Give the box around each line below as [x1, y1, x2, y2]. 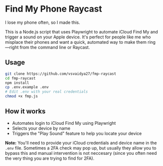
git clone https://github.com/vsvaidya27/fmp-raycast [5, 71, 117, 76]
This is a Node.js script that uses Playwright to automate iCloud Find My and [5, 29, 158, 34]
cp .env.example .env [5, 85, 49, 90]
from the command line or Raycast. [19, 44, 90, 50]
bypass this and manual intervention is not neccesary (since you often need [5, 150, 157, 156]
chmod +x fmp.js [5, 94, 38, 99]
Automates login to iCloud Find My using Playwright [12, 120, 116, 126]
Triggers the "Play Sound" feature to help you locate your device [12, 130, 142, 136]
